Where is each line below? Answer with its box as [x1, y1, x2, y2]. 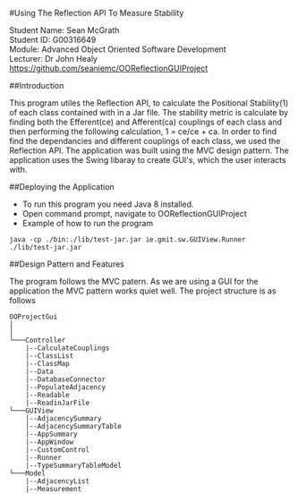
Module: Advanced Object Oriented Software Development [9, 44, 226, 55]
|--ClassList [25, 352, 74, 361]
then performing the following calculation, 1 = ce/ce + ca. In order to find [9, 126, 277, 137]
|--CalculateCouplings [25, 344, 110, 353]
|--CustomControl [25, 446, 90, 455]
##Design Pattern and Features [9, 259, 125, 269]
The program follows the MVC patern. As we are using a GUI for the [9, 277, 259, 286]
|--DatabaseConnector [25, 375, 106, 384]
